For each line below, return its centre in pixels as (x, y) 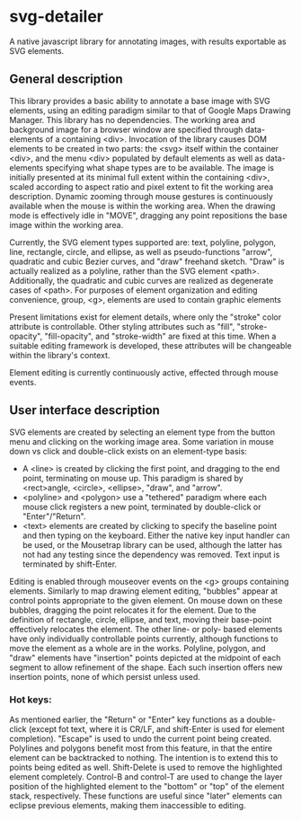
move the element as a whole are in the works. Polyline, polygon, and (138, 648)
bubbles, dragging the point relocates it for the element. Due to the (133, 610)
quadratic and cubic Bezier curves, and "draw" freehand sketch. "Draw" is (147, 261)
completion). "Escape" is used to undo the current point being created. (141, 738)
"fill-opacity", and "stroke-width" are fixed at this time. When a (160, 336)
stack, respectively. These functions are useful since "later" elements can (146, 796)
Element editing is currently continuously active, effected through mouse (144, 372)
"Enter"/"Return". (54, 516)
